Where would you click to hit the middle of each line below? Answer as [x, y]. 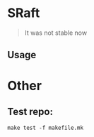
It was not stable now [55, 33]
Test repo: [30, 111]
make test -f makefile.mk [45, 128]
